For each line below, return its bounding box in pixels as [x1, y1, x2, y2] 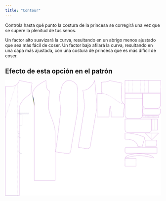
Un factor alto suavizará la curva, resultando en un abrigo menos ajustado [5, 37, 156, 43]
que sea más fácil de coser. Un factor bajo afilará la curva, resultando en [5, 42, 153, 48]
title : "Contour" [5, 8, 41, 13]
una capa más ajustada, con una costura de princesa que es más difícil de [5, 47, 157, 53]
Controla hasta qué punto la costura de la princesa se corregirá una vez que [5, 22, 160, 28]
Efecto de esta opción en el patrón [5, 67, 113, 76]
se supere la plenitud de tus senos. [5, 27, 77, 33]
